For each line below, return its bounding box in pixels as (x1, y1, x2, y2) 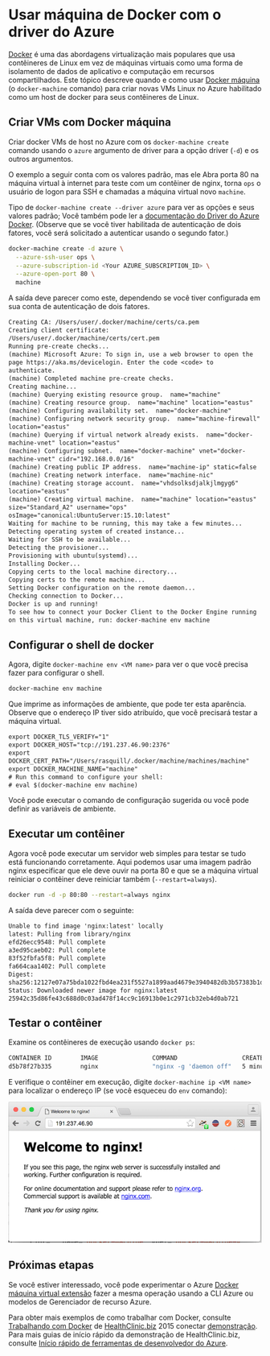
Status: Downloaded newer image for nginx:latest (8, 986, 178, 994)
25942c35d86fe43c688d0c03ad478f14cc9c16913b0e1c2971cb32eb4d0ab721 (8, 994, 239, 1003)
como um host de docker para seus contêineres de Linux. (8, 92, 199, 101)
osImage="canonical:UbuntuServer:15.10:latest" (8, 511, 171, 520)
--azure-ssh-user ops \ (15, 253, 95, 261)
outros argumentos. (8, 154, 74, 163)
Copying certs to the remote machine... (8, 576, 146, 585)
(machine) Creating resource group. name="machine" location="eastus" (8, 399, 253, 407)
